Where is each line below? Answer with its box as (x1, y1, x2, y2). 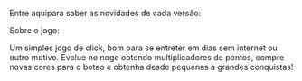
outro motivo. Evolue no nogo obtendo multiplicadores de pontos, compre (9, 52, 285, 62)
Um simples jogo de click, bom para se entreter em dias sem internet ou (9, 42, 278, 53)
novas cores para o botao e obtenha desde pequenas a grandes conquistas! (9, 62, 294, 72)
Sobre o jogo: (9, 25, 61, 35)
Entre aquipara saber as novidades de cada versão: (9, 8, 202, 18)
